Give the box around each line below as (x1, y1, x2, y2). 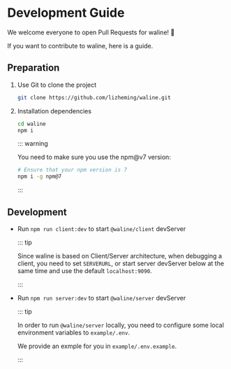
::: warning (17, 139, 49, 148)
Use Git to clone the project (17, 81, 97, 89)
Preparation (7, 62, 60, 74)
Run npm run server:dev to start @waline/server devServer (17, 293, 186, 302)
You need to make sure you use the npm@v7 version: (17, 153, 171, 162)
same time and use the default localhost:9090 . (17, 266, 152, 274)
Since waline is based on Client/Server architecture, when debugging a (17, 251, 222, 260)
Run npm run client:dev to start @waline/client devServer (17, 224, 186, 232)
